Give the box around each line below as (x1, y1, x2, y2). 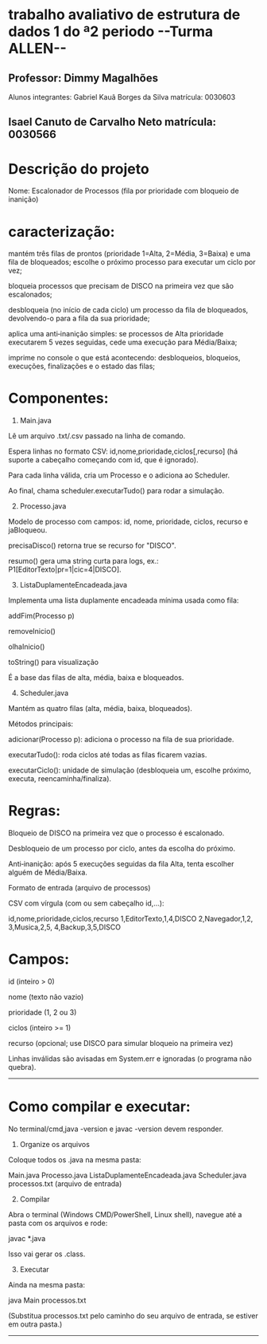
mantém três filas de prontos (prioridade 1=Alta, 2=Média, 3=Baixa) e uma (8, 249, 251, 258)
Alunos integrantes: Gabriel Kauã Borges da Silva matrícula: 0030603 (8, 92, 236, 101)
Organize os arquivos (19, 1140, 90, 1149)
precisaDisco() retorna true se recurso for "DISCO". (8, 540, 176, 551)
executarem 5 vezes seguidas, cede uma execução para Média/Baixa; (8, 337, 238, 348)
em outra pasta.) (8, 1319, 63, 1329)
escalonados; (8, 289, 53, 300)
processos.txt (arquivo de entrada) (8, 1179, 122, 1189)
